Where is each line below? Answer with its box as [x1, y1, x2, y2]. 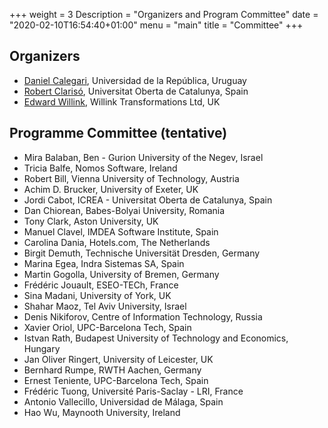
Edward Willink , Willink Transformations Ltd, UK [23, 95, 221, 108]
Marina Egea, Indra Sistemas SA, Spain [23, 257, 185, 269]
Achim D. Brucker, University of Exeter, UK [23, 183, 199, 195]
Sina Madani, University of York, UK [23, 289, 172, 301]
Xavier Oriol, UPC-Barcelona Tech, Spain [23, 321, 192, 333]
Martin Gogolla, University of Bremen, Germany [23, 268, 220, 280]
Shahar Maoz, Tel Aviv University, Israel [23, 300, 187, 312]
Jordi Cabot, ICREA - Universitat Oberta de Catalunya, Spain [23, 194, 273, 206]
